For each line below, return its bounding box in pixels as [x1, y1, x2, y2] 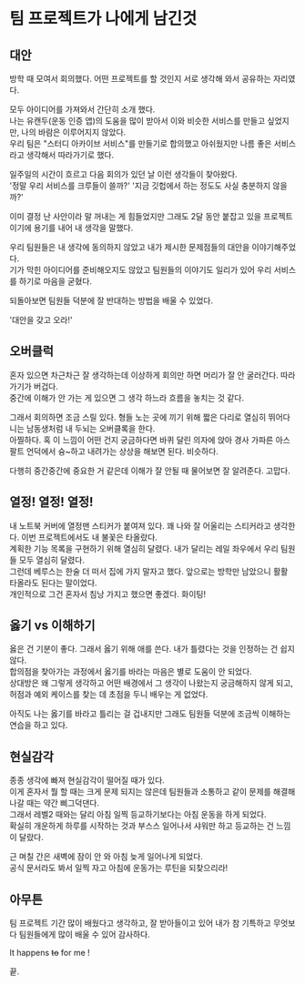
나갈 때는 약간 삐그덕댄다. [9, 797, 100, 808]
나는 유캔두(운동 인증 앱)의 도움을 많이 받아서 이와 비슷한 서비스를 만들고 [9, 116, 266, 126]
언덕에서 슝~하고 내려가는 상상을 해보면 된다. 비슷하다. [25, 445, 219, 456]
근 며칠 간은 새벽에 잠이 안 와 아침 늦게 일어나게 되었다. [9, 851, 203, 862]
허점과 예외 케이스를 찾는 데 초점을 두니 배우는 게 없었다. [9, 689, 208, 700]
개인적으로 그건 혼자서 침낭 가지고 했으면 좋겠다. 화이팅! [9, 588, 207, 599]
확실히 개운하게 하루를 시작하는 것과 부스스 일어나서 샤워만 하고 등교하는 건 [9, 820, 275, 831]
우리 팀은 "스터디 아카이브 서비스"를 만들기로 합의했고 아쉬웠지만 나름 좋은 [9, 138, 272, 148]
